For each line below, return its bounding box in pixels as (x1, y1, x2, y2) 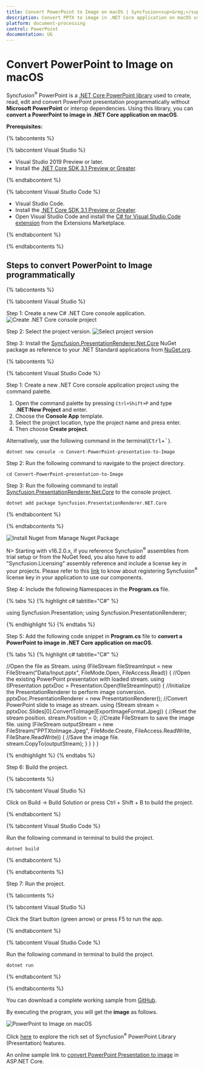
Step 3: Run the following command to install (6, 482, 118, 489)
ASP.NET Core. (6, 1057, 44, 1065)
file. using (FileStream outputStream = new (6, 720, 114, 728)
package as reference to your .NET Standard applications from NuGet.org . (6, 346, 192, 353)
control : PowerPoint (6, 26, 59, 32)
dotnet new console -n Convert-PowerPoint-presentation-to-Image (6, 449, 175, 455)
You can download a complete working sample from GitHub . (6, 997, 157, 1004)
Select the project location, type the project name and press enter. (15, 418, 181, 426)
